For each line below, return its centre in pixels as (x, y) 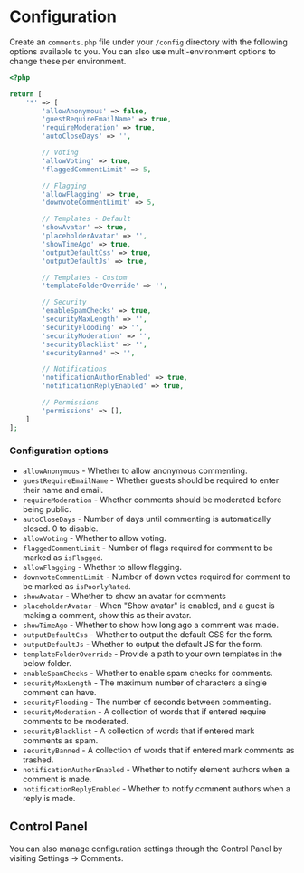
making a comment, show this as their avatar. (107, 615)
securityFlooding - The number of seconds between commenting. (147, 702)
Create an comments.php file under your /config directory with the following (148, 42)
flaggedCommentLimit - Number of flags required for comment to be (147, 548)
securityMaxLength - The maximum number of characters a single (144, 683)
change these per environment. (68, 61)
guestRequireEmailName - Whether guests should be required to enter (151, 480)
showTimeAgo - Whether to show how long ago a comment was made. (150, 625)
